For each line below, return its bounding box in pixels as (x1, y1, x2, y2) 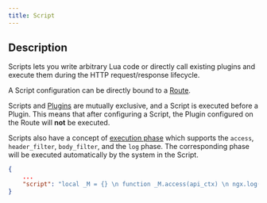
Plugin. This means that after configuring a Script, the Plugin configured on (8, 109, 254, 119)
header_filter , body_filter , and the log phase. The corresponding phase (8, 142, 250, 151)
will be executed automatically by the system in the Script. (8, 150, 199, 159)
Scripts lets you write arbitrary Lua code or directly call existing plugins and (8, 62, 256, 71)
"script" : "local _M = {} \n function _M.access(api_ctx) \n (22, 180, 229, 189)
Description (8, 41, 68, 55)
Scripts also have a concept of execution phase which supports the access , (8, 133, 254, 143)
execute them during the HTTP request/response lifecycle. (8, 71, 200, 80)
